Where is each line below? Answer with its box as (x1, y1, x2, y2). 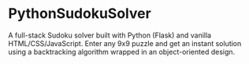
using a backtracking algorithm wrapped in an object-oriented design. (8, 47, 236, 56)
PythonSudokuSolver (8, 5, 151, 23)
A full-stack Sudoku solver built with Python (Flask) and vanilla (8, 30, 211, 40)
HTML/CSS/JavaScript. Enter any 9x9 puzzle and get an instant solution (8, 38, 242, 48)
